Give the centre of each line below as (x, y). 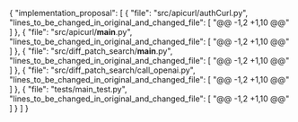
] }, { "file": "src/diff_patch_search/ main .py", (91, 51)
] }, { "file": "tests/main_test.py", (68, 89)
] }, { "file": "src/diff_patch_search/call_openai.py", (102, 70)
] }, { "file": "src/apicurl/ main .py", (71, 32)
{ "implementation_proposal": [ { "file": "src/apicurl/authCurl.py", (129, 13)
